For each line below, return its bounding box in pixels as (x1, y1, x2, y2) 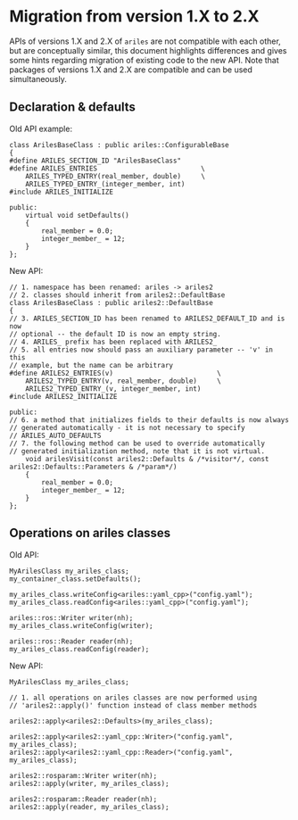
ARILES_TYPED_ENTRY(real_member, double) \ (25, 171, 205, 180)
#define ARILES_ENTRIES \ (9, 163, 205, 173)
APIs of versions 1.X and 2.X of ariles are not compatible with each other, (9, 36, 281, 46)
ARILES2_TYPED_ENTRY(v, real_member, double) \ (25, 377, 221, 385)
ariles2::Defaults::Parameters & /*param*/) (9, 462, 178, 471)
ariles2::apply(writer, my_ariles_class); (9, 779, 170, 788)
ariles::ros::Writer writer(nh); (9, 613, 134, 622)
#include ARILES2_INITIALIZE (9, 392, 118, 401)
